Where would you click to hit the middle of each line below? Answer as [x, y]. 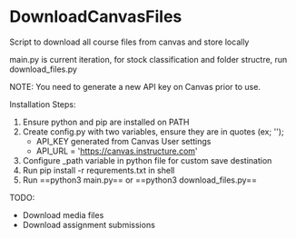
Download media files [63, 214]
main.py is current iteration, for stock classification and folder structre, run [148, 59]
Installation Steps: [43, 104]
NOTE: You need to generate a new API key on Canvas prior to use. [135, 86]
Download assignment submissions [89, 224]
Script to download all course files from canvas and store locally [129, 42]
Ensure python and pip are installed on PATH [106, 122]
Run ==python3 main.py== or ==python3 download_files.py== [139, 180]
